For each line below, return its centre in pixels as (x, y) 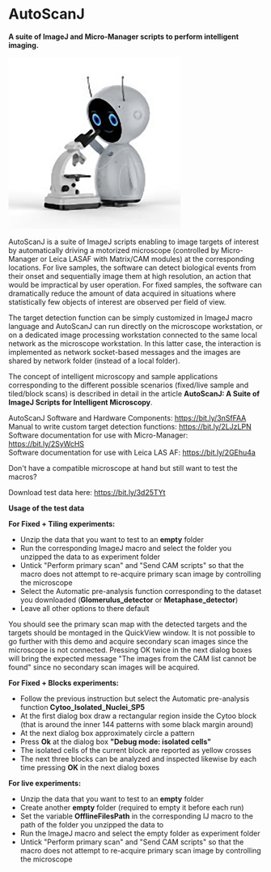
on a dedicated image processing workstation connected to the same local (133, 335)
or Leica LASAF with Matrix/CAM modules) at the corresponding (147, 259)
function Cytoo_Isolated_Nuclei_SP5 (83, 707)
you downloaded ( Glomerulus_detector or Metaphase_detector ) (129, 600)
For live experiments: (45, 783)
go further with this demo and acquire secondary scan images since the (128, 641)
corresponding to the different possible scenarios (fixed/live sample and (129, 385)
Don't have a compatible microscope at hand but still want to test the (123, 468)
